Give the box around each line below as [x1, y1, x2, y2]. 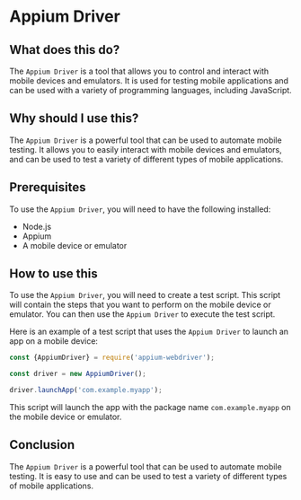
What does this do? [9, 42, 120, 57]
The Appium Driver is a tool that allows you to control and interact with [9, 66, 270, 76]
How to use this [9, 267, 99, 282]
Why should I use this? [9, 110, 139, 127]
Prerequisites [9, 180, 86, 195]
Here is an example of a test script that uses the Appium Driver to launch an [9, 326, 289, 338]
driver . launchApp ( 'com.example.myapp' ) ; [9, 386, 164, 395]
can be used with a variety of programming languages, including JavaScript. [9, 85, 292, 95]
